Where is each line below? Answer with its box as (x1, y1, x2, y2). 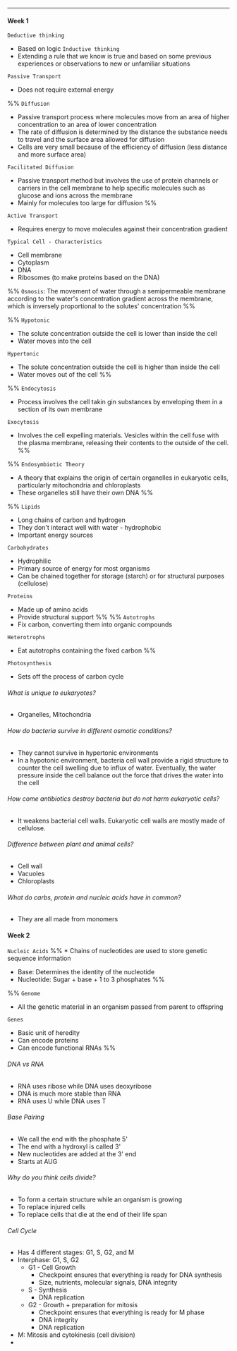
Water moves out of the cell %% (17, 370, 112, 379)
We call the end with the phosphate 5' (17, 1134, 128, 1143)
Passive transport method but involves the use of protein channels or (17, 176, 219, 185)
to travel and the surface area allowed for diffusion (17, 135, 165, 144)
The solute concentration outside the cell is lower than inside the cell (17, 329, 217, 338)
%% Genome (7, 989, 41, 998)
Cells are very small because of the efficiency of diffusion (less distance (17, 143, 228, 152)
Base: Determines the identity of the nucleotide (17, 968, 155, 976)
